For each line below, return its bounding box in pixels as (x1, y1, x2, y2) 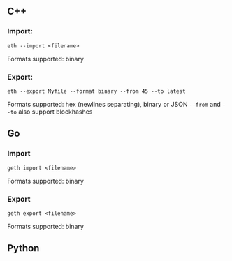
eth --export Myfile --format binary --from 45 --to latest (7, 87, 187, 95)
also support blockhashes (18, 107, 93, 116)
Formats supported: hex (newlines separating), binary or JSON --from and (7, 100, 222, 108)
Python (7, 242, 40, 254)
